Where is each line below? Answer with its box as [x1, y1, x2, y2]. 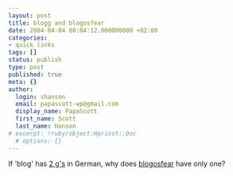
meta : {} [8, 78, 37, 86]
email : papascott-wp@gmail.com [15, 100, 119, 108]
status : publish [8, 56, 62, 64]
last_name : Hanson [15, 122, 77, 130]
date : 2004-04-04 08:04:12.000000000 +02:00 [8, 26, 158, 34]
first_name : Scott [15, 115, 77, 123]
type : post [8, 63, 45, 71]
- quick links [8, 41, 56, 49]
